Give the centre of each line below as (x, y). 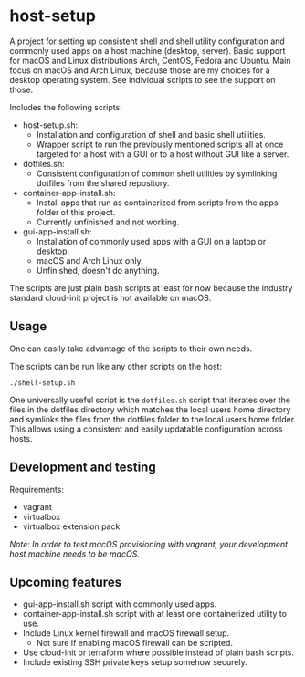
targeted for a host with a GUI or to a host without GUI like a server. (163, 154)
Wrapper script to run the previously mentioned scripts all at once (160, 144)
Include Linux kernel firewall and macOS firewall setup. (126, 633)
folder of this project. (76, 212)
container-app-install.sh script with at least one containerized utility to (155, 614)
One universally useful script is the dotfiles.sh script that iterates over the (150, 400)
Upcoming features (65, 582)
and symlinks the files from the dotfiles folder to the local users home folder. (153, 419)
